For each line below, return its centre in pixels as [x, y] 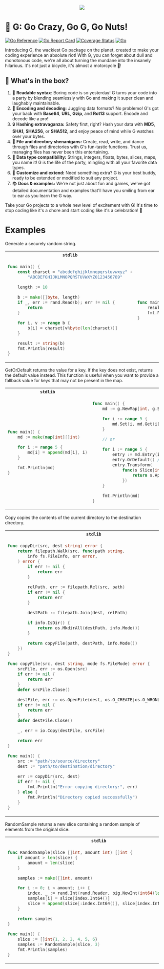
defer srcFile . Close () [44, 689]
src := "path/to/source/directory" [59, 761]
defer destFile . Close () [45, 720]
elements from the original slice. [37, 829]
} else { [28, 792]
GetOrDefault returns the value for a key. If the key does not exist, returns [79, 370]
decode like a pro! [30, 118]
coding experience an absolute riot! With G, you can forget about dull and [79, 55]
